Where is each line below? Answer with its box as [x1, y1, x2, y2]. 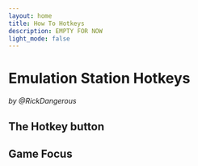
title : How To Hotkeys [8, 19, 85, 28]
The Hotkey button [8, 119, 105, 134]
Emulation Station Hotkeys [8, 70, 191, 87]
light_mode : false [8, 34, 70, 43]
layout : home [8, 11, 53, 20]
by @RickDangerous [8, 96, 77, 106]
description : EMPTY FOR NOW [8, 27, 103, 35]
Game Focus [8, 147, 73, 160]
